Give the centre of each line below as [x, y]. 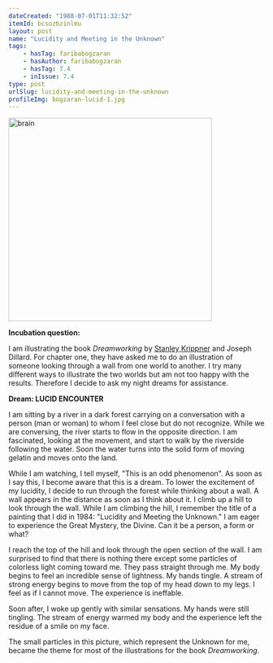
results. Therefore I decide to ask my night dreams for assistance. [119, 383]
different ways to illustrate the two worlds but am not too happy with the [129, 374]
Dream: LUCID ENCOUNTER [56, 399]
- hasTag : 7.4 [47, 69]
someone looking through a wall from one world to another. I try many [125, 366]
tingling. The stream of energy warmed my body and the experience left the [135, 617]
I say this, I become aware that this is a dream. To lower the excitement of [132, 482]
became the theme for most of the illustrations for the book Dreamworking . [134, 651]
